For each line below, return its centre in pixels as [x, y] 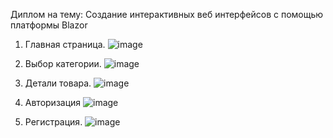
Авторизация [53, 102]
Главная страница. [65, 44]
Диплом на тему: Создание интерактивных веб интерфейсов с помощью [167, 14]
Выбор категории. [63, 63]
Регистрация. [53, 122]
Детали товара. [58, 83]
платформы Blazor [49, 25]
